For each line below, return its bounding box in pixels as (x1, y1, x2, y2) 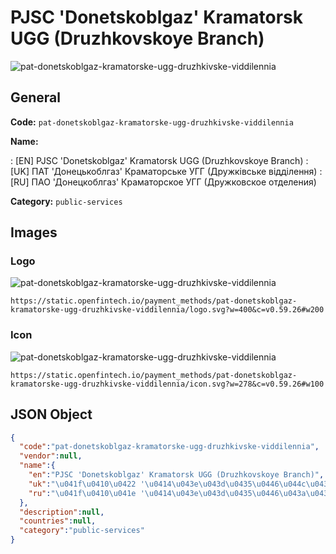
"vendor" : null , (19, 451, 83, 461)
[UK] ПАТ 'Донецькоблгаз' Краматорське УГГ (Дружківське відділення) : (10, 165, 323, 177)
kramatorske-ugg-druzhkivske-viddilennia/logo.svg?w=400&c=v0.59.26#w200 (10, 305, 325, 315)
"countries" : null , (19, 516, 97, 526)
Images (10, 224, 58, 241)
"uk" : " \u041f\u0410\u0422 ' (28, 479, 145, 489)
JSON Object (10, 406, 93, 423)
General (10, 89, 62, 106)
